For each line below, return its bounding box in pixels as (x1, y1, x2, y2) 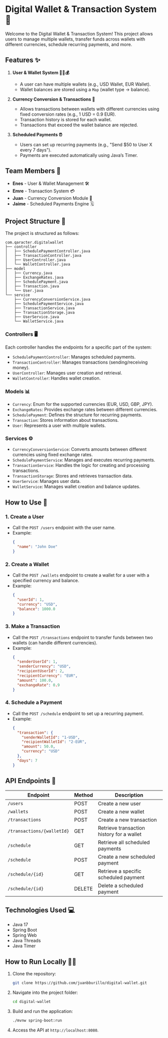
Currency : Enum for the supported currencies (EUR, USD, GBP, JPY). (12, 401, 153, 407)
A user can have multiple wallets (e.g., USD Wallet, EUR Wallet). (19, 81, 151, 87)
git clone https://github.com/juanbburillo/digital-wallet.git (12, 980, 147, 985)
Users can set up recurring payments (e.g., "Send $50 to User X (19, 141, 152, 147)
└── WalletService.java (14, 319, 64, 324)
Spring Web (12, 932, 37, 938)
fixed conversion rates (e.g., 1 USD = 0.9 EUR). (19, 111, 116, 117)
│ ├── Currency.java (5, 271, 52, 276)
